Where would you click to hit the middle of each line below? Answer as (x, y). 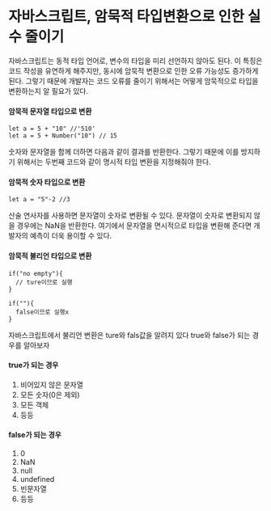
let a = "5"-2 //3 (39, 200)
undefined (37, 479)
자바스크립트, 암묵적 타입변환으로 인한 (127, 17)
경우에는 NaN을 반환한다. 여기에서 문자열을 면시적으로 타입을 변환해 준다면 (134, 226)
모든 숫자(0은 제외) (50, 395)
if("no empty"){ (36, 273)
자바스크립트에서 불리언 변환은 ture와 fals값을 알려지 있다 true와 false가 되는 (129, 335)
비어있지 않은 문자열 (51, 384)
